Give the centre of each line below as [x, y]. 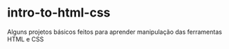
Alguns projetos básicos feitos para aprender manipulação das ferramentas [115, 32]
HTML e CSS [26, 39]
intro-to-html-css [59, 13]
